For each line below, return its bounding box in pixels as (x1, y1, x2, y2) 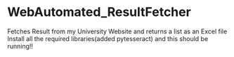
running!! (7, 42, 34, 50)
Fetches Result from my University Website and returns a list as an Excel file (7, 27, 228, 35)
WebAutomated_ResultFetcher (7, 4, 191, 20)
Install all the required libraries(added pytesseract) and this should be (7, 34, 209, 42)
